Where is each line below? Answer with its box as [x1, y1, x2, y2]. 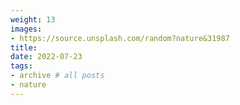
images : [10, 24, 43, 34]
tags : [10, 61, 33, 71]
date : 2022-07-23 [10, 52, 83, 62]
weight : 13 [10, 14, 56, 25]
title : [10, 42, 38, 53]
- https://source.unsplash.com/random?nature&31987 [10, 33, 230, 43]
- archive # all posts [10, 71, 105, 81]
